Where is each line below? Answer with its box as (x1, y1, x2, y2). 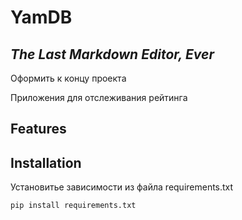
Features (10, 121, 67, 138)
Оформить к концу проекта (10, 72, 127, 84)
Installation (10, 154, 82, 171)
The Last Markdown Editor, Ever (10, 46, 215, 63)
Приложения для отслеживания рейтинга (10, 92, 188, 103)
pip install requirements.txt (10, 201, 137, 211)
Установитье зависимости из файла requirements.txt (10, 181, 234, 193)
